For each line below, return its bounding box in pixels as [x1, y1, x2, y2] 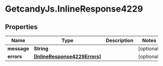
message [7, 45, 29, 52]
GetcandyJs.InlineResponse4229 [5, 3, 143, 15]
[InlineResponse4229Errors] [33, 53, 101, 60]
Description [106, 37, 133, 44]
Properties [5, 23, 38, 31]
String [33, 45, 49, 52]
